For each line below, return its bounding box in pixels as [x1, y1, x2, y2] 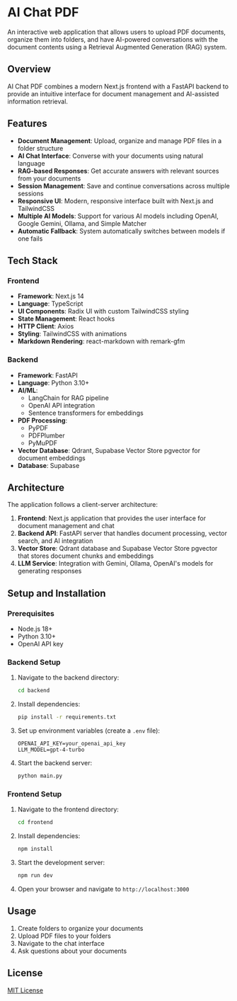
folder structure [17, 144, 64, 152]
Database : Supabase [17, 461, 80, 469]
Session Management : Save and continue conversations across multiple [17, 181, 230, 190]
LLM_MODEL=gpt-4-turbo [17, 746, 85, 754]
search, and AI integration [17, 537, 93, 545]
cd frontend [17, 819, 53, 826]
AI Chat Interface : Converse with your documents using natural [17, 151, 204, 160]
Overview [7, 63, 52, 75]
